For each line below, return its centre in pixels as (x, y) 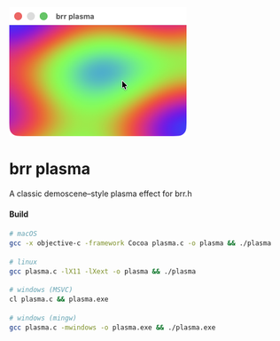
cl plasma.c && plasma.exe (59, 299)
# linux (23, 262)
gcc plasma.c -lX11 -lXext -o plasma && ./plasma (103, 271)
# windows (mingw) (43, 318)
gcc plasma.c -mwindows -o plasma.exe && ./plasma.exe (113, 327)
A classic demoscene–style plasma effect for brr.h (101, 194)
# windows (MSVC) (41, 290)
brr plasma (50, 169)
